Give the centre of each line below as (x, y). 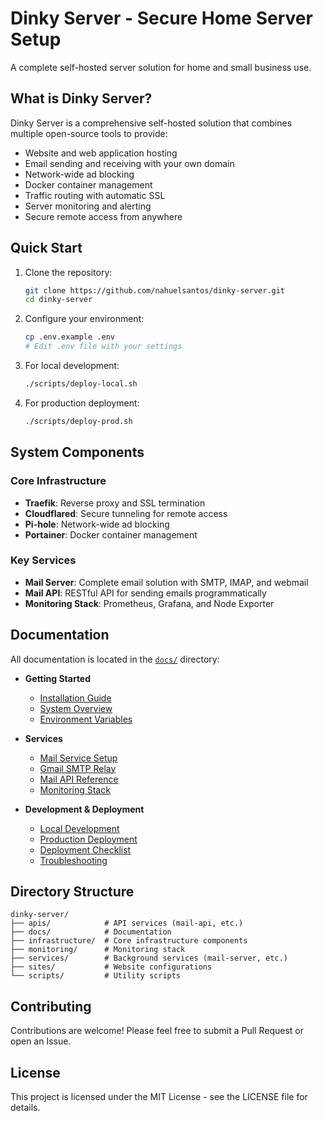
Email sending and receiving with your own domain (129, 163)
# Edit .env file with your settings (103, 347)
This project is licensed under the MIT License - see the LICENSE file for (159, 1097)
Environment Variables (86, 719)
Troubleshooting (73, 860)
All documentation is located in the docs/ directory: (115, 659)
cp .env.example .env (69, 337)
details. (25, 1108)
